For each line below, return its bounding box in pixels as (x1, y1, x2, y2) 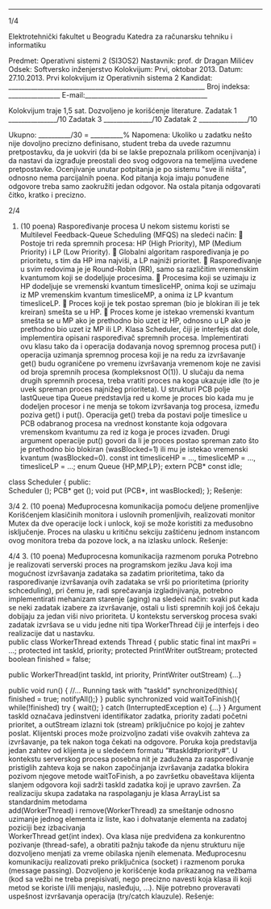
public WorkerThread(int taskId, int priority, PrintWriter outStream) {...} (8, 670, 242, 679)
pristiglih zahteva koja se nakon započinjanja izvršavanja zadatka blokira (8, 763, 249, 772)
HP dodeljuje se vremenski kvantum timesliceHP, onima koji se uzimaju (19, 282, 256, 291)
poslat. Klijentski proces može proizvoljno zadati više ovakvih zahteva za (8, 728, 250, 738)
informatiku (8, 40, 47, 49)
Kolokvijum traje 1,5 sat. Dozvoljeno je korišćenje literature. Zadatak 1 (8, 106, 238, 115)
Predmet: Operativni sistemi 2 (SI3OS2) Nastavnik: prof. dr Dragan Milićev (8, 56, 254, 65)
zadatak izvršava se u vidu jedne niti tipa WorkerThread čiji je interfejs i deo (8, 620, 260, 630)
